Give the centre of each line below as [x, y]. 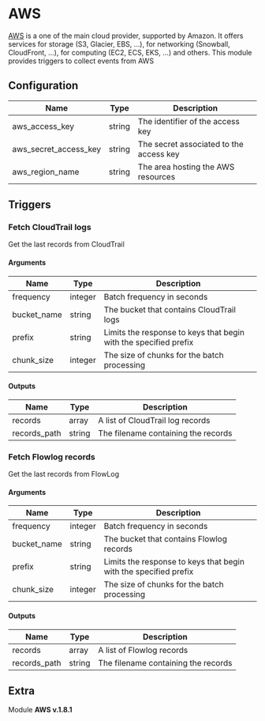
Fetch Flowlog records [52, 457]
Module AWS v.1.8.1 [40, 710]
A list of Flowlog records [143, 650]
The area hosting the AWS [186, 167]
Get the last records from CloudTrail [66, 244]
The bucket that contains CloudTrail [170, 309]
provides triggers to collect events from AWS [81, 61]
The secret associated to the [191, 144]
